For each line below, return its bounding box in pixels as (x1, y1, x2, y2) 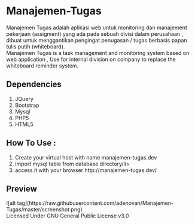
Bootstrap (14, 102, 39, 109)
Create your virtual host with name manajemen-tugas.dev (14, 154, 157, 161)
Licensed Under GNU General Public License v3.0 (6, 212, 129, 219)
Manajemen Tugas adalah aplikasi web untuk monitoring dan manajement (6, 24, 187, 31)
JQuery (14, 95, 34, 102)
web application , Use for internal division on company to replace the (6, 56, 176, 63)
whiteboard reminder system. (6, 62, 79, 69)
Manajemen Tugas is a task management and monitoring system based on (6, 49, 190, 56)
